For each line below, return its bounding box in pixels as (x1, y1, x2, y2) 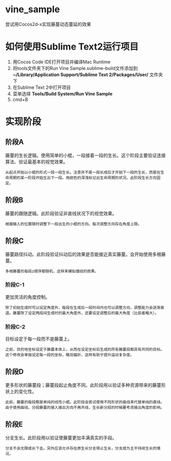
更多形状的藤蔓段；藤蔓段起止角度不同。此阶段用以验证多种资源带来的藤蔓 (5, 382, 161, 388)
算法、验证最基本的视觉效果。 (5, 158, 68, 164)
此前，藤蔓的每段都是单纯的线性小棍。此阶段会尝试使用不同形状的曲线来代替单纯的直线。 (5, 399, 164, 404)
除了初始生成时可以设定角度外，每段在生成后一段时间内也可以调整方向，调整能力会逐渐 (5, 305, 161, 310)
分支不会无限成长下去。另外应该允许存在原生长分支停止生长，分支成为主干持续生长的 (5, 446, 157, 451)
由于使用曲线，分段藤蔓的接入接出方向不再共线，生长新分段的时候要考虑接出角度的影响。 (5, 405, 164, 410)
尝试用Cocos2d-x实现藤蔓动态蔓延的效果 (5, 21, 92, 27)
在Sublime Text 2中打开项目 (12, 84, 71, 90)
